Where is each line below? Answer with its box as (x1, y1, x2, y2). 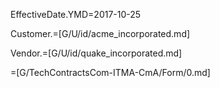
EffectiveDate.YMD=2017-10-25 (10, 9, 142, 20)
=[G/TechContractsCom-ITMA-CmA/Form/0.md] (10, 67, 211, 78)
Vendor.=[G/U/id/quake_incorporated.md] (10, 47, 183, 59)
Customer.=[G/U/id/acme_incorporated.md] (10, 28, 191, 39)
